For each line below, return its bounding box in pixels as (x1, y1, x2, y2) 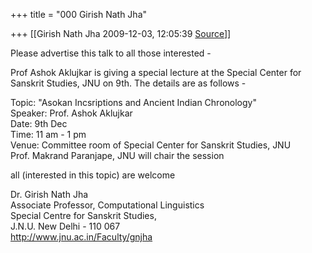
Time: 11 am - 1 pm (10, 129, 87, 140)
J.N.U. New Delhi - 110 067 (10, 220, 121, 232)
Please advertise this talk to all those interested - (10, 47, 212, 59)
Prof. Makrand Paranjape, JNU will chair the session (10, 150, 225, 161)
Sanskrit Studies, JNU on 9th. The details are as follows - (10, 77, 247, 89)
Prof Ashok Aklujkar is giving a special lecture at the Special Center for (10, 67, 302, 78)
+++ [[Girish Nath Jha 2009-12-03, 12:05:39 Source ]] (10, 28, 232, 39)
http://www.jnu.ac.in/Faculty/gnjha (10, 231, 153, 243)
